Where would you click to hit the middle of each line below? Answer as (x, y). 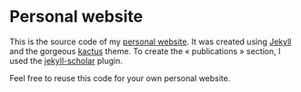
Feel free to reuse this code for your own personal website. (120, 78)
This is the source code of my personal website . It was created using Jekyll (150, 41)
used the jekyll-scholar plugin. (66, 60)
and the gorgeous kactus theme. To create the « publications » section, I (145, 51)
